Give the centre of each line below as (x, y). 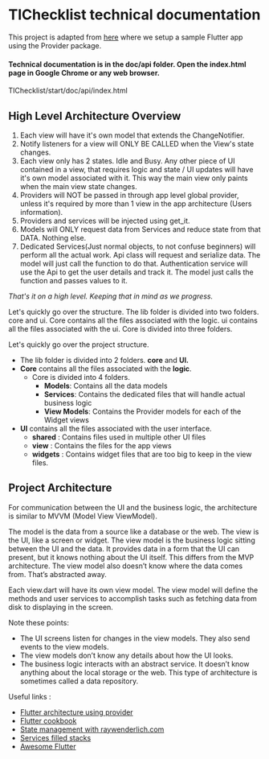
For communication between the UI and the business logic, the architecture (133, 507)
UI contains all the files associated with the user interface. (116, 428)
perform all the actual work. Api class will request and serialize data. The (140, 254)
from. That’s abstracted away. (57, 574)
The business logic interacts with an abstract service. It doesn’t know (134, 664)
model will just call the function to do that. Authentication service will (134, 263)
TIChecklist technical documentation (134, 15)
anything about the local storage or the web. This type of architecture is (139, 672)
